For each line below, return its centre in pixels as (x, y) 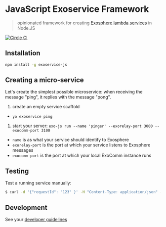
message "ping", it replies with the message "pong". (58, 97)
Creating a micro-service (44, 80)
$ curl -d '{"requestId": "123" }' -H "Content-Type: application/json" (82, 192)
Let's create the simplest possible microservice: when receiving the (74, 92)
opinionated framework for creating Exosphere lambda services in (84, 23)
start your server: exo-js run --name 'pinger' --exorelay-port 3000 (83, 126)
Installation (23, 53)
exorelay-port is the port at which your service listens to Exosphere (81, 145)
